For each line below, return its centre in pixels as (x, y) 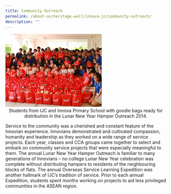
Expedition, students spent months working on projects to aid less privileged (86, 180)
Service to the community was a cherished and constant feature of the (80, 126)
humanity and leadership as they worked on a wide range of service (77, 137)
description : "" (22, 22)
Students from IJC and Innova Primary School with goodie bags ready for (86, 110)
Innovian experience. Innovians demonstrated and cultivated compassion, (83, 131)
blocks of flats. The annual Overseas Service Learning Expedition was (79, 169)
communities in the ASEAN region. (41, 186)
